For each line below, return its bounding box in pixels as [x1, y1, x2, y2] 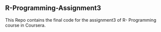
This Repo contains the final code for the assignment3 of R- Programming [5, 17, 157, 23]
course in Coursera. [5, 22, 46, 28]
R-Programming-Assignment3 [5, 4, 101, 12]
